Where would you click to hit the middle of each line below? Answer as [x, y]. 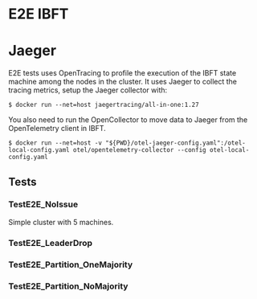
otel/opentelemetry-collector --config [139, 150]
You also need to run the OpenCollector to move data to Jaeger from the [128, 120]
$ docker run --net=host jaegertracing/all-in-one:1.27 [104, 105]
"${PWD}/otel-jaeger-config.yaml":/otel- [176, 143]
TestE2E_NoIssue [43, 204]
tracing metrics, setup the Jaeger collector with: [88, 90]
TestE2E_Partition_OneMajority [71, 264]
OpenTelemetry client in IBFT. [57, 129]
